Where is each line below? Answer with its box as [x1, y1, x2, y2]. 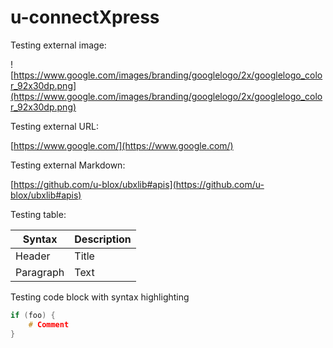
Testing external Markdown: [10, 159, 126, 171]
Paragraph [15, 265, 65, 279]
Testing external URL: [10, 120, 99, 132]
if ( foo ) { [10, 310, 56, 320]
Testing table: [10, 208, 67, 220]
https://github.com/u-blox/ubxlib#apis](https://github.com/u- [13, 178, 265, 190]
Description [74, 232, 132, 246]
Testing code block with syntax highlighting [10, 291, 190, 303]
